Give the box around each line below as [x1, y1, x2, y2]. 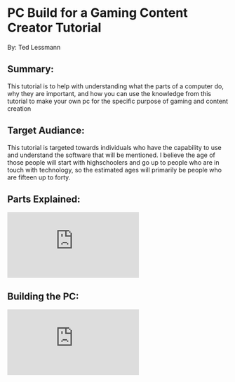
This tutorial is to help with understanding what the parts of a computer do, [7, 82, 224, 90]
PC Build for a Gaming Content [7, 5, 188, 21]
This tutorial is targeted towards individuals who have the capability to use [7, 143, 222, 151]
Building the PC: [7, 290, 79, 302]
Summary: [7, 63, 54, 75]
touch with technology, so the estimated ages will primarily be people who [7, 165, 222, 174]
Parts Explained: [7, 193, 81, 205]
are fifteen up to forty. [7, 173, 71, 182]
